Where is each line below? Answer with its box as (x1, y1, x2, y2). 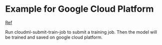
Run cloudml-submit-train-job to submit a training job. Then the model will (5, 29, 157, 35)
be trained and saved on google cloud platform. (5, 34, 103, 40)
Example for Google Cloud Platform (5, 3, 154, 15)
